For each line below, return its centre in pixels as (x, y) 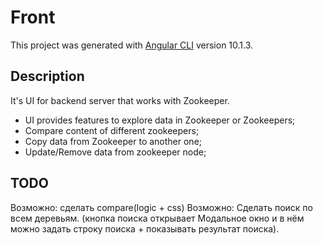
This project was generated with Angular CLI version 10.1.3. (132, 45)
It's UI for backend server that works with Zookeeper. (120, 100)
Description (47, 76)
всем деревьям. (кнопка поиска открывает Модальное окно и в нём (157, 218)
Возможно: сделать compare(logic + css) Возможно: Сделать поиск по (161, 207)
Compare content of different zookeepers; (112, 130)
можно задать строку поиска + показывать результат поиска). (145, 228)
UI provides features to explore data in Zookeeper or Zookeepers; (160, 120)
